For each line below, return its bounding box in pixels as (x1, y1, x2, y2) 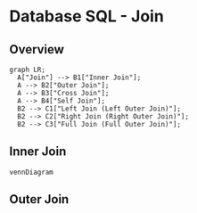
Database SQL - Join (9, 6, 165, 27)
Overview (9, 42, 65, 57)
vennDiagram (9, 168, 53, 176)
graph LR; (9, 65, 46, 74)
